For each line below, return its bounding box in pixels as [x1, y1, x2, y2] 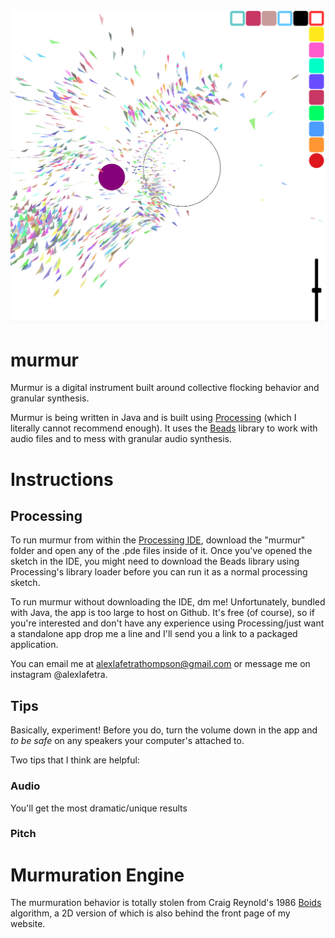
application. [10, 639, 59, 651]
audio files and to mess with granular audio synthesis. [10, 433, 233, 445]
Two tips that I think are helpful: [10, 754, 140, 766]
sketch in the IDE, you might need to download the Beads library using [10, 555, 300, 568]
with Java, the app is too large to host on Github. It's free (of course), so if [10, 607, 315, 619]
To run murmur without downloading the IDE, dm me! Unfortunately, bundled [10, 596, 326, 608]
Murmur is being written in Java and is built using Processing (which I [10, 412, 297, 424]
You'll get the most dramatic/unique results [10, 802, 188, 814]
